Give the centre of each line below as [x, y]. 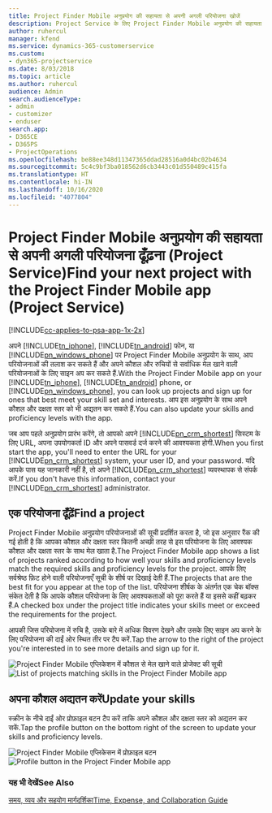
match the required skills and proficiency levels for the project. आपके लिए [127, 569]
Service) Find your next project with [130, 272]
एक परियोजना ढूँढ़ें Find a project [77, 513]
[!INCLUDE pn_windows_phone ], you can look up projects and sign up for [130, 391]
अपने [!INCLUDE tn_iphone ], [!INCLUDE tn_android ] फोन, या [101, 345]
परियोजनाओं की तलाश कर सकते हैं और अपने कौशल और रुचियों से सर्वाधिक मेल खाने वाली [123, 364]
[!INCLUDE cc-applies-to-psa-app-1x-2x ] [77, 330]
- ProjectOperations [43, 152]
